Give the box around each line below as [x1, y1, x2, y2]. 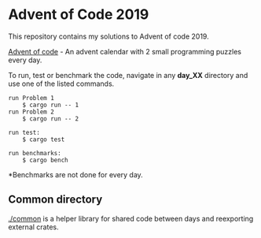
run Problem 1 [8, 94, 55, 102]
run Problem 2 [8, 108, 55, 116]
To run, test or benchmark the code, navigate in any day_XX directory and [8, 70, 248, 80]
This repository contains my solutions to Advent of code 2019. [8, 32, 210, 41]
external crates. [8, 222, 59, 232]
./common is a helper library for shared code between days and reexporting [8, 214, 254, 223]
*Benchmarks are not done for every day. [8, 169, 143, 179]
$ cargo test [22, 136, 65, 143]
